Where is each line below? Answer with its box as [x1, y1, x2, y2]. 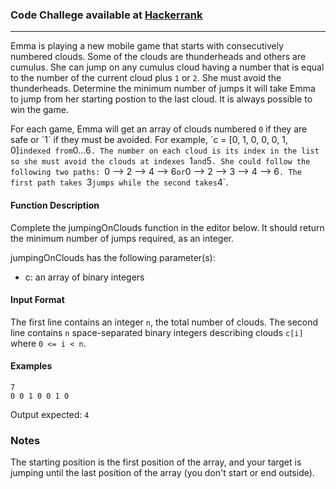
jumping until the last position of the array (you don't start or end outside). [10, 467, 315, 479]
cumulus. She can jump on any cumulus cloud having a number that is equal [10, 61, 325, 73]
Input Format [10, 294, 65, 306]
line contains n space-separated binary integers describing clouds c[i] [10, 326, 304, 338]
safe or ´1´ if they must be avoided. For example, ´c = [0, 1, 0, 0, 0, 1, [10, 134, 288, 146]
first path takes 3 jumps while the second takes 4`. [10, 176, 229, 188]
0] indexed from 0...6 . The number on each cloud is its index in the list [10, 144, 320, 157]
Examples [10, 360, 53, 372]
